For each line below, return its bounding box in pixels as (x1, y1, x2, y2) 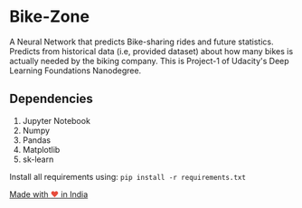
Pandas (22, 134, 52, 146)
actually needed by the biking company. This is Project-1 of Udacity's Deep (9, 55, 289, 66)
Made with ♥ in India (9, 188, 89, 200)
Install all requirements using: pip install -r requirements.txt (9, 171, 247, 182)
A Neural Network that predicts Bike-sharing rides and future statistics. (9, 36, 274, 47)
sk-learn (22, 154, 54, 165)
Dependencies (9, 91, 93, 107)
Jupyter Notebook (22, 115, 90, 126)
